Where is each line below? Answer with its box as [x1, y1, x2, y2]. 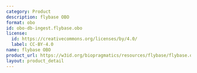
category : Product [6, 8, 51, 15]
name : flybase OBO [6, 47, 51, 53]
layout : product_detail [6, 58, 64, 64]
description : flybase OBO [6, 14, 69, 20]
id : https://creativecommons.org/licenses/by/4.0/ [11, 36, 138, 42]
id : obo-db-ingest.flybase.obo [6, 25, 83, 31]
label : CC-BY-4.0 [11, 42, 54, 48]
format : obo [6, 19, 35, 25]
